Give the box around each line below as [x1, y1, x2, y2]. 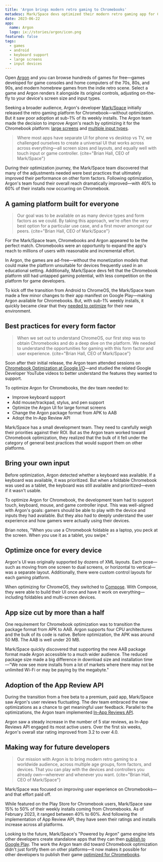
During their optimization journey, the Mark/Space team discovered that [5, 165, 148, 171]
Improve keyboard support [12, 394, 65, 400]
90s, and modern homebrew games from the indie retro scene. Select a [5, 85, 148, 91]
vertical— [136, 564, 156, 570]
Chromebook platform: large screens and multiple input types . [5, 125, 130, 131]
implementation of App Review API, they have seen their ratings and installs [5, 816, 156, 822]
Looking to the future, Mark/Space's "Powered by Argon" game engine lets [5, 831, 155, 837]
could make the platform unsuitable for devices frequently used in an [5, 262, 143, 268]
